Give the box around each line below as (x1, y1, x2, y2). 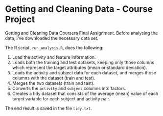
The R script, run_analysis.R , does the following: (5, 45, 104, 50)
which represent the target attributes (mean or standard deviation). (12, 65, 147, 70)
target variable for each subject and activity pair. (12, 95, 110, 101)
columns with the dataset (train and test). (12, 75, 95, 81)
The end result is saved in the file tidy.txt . (5, 105, 92, 111)
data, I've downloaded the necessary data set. (5, 35, 99, 41)
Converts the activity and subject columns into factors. (12, 85, 126, 91)
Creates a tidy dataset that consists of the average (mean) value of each (12, 91, 159, 96)
